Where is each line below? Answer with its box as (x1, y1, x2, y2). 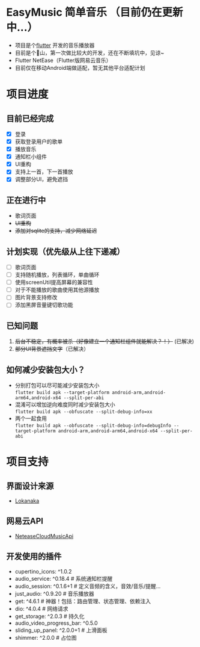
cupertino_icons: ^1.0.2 (14, 568, 72, 575)
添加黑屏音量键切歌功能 (14, 302, 73, 309)
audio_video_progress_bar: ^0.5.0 (14, 619, 98, 627)
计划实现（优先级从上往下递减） (6, 246, 125, 256)
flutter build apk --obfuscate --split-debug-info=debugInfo (14, 423, 172, 429)
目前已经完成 (6, 113, 54, 123)
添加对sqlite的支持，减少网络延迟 (14, 227, 97, 235)
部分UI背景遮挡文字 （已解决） (14, 345, 89, 353)
